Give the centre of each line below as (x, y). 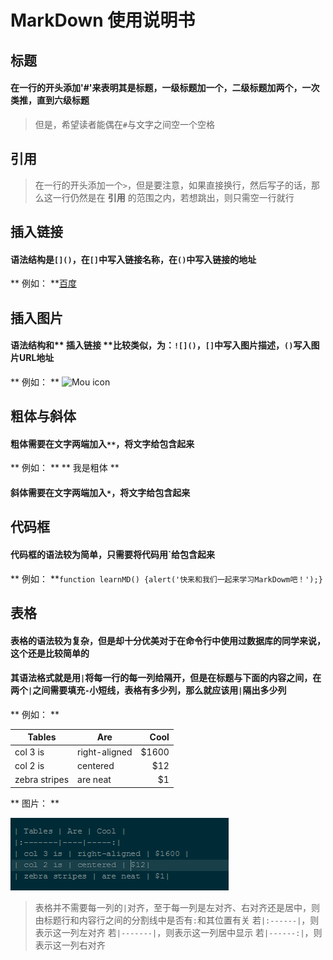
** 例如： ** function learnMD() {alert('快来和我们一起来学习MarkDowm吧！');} (166, 578)
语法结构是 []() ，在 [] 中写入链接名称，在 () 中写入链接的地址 (133, 259)
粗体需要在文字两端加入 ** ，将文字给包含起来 (102, 443)
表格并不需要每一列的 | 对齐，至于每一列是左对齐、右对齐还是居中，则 (177, 907)
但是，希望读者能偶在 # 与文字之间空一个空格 (124, 124)
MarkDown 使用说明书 (103, 20)
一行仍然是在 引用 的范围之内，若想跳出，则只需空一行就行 (173, 197)
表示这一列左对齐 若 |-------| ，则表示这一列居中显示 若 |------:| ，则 (178, 932)
